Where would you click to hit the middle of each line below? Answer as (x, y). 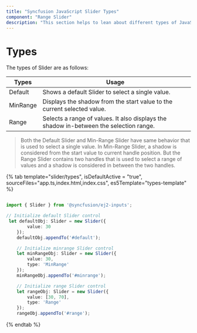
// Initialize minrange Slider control (65, 248)
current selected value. (74, 109)
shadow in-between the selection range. (99, 126)
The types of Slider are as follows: (47, 68)
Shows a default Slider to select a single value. (106, 92)
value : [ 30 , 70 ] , (48, 297)
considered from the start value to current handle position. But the (100, 153)
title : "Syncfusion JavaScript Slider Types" (62, 11)
